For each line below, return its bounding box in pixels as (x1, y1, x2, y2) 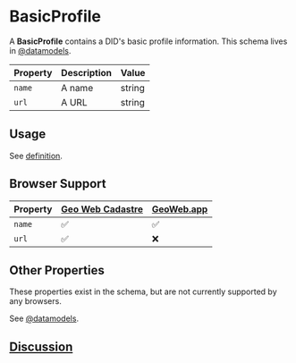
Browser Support (9, 176, 107, 191)
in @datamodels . (9, 45, 72, 55)
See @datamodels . (9, 313, 79, 324)
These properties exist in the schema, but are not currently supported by (9, 286, 277, 297)
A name (61, 81, 94, 94)
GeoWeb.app (151, 203, 208, 215)
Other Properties (9, 262, 105, 278)
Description (61, 66, 113, 79)
